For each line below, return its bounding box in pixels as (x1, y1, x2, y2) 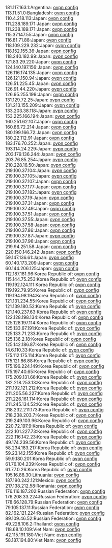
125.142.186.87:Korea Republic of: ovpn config (5, 341, 102, 347)
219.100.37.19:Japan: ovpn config (5, 194, 74, 201)
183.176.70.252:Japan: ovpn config (5, 140, 78, 146)
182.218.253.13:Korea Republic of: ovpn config (5, 380, 102, 385)
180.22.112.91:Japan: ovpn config (5, 135, 75, 141)
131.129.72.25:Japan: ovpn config (5, 97, 75, 103)
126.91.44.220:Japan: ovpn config (5, 86, 77, 92)
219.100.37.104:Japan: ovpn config (5, 167, 77, 173)
